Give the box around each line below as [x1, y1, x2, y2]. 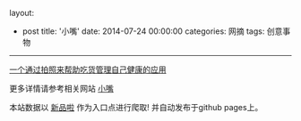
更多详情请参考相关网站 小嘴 [9, 84, 114, 93]
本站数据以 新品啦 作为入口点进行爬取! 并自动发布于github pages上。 [9, 102, 263, 112]
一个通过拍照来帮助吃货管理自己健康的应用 [9, 64, 167, 75]
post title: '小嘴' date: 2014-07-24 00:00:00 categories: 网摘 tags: [21, 26, 265, 36]
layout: [9, 8, 34, 18]
